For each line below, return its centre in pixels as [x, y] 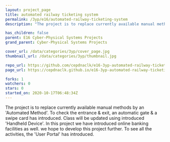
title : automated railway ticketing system [52, 15]
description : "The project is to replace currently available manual [80, 24]
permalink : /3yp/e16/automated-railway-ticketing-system [67, 19]
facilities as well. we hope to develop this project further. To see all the [79, 128]
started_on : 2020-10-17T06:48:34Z [42, 93]
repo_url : [16, 65]
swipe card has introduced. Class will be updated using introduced [75, 118]
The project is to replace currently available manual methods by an [75, 107]
